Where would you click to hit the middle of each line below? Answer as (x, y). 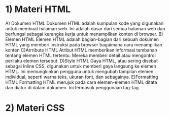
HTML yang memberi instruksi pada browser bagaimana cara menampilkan (84, 44)
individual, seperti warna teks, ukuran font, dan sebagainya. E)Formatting (82, 77)
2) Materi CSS (35, 108)
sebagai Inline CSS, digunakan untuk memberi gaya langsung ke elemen (81, 66)
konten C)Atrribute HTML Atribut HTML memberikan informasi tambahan (81, 50)
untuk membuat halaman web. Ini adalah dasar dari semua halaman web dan (85, 28)
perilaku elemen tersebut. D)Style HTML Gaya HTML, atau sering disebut (82, 61)
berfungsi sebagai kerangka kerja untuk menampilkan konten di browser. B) (84, 34)
